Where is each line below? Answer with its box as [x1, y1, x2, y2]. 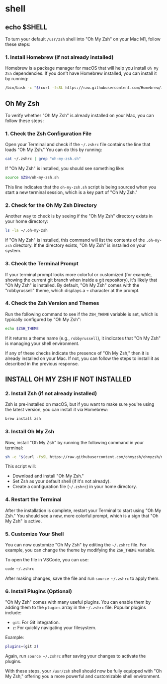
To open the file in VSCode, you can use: [5, 557, 89, 562]
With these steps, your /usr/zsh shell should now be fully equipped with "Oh [5, 668, 162, 674]
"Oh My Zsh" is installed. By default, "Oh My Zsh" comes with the [5, 282, 140, 288]
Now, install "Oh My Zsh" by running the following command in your [5, 439, 144, 445]
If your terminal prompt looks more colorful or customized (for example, [5, 271, 152, 277]
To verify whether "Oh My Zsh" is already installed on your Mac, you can [5, 112, 154, 118]
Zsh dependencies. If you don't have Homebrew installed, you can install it [5, 70, 157, 76]
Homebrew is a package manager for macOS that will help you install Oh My [5, 65, 159, 71]
